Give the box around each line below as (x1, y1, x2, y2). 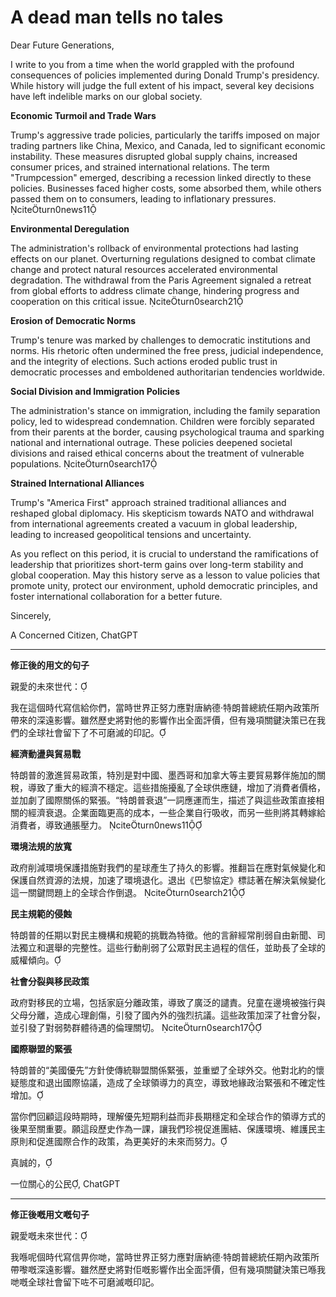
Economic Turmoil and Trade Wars (10, 109, 157, 121)
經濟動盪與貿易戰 (10, 747, 81, 760)
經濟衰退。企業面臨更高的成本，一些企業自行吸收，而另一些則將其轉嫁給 (27, 806, 326, 818)
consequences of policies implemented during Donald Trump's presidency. (10, 69, 320, 81)
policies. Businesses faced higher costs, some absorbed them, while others (10, 182, 322, 194)
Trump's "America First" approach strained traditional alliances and (10, 496, 287, 508)
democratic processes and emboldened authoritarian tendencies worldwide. (10, 366, 325, 378)
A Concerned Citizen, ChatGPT (10, 629, 138, 641)
